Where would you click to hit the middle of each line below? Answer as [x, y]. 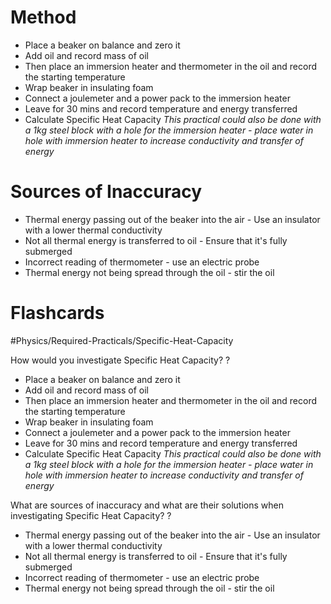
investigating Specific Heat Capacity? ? [91, 515]
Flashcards [57, 313]
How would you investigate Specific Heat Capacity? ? [120, 360]
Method [43, 17]
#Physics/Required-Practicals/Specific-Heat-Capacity [122, 340]
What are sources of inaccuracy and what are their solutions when [147, 505]
